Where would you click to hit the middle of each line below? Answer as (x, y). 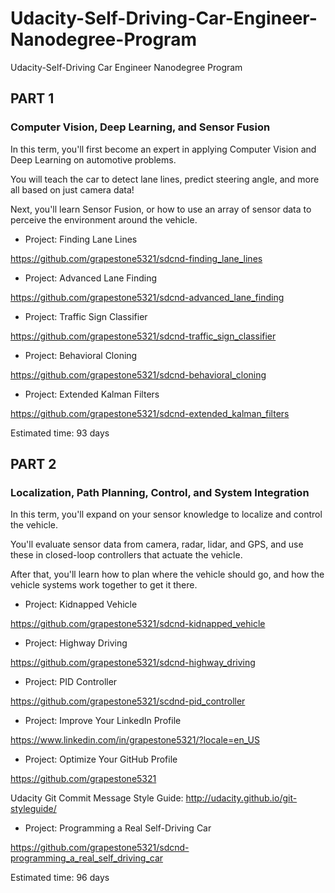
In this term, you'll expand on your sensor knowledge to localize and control (166, 514)
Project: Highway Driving (76, 643)
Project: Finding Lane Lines (81, 239)
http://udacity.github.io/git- (241, 798)
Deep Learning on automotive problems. (93, 159)
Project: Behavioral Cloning (81, 355)
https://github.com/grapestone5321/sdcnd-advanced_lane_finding (147, 297)
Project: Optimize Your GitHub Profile (101, 759)
